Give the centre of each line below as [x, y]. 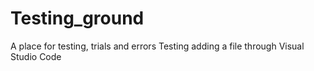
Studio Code [36, 56]
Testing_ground [77, 18]
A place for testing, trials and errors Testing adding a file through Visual [157, 46]
